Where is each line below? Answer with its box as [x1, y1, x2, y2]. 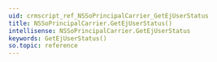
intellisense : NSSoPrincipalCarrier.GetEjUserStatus [8, 27, 191, 35]
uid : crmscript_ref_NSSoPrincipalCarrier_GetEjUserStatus [8, 11, 209, 20]
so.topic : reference [8, 42, 79, 50]
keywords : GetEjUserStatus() [8, 34, 107, 43]
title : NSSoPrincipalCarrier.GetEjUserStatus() [8, 19, 173, 27]
